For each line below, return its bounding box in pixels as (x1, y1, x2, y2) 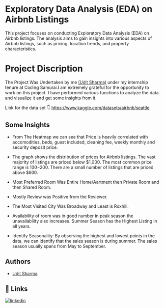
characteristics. (5, 46, 37, 52)
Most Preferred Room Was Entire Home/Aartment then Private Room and (12, 179, 160, 185)
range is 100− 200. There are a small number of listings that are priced (12, 164, 154, 170)
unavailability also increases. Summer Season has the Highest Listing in (12, 218, 158, 224)
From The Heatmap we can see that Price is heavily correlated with (12, 134, 148, 140)
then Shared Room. (12, 184, 52, 190)
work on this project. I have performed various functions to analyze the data (5, 89, 159, 95)
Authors (5, 257, 31, 266)
